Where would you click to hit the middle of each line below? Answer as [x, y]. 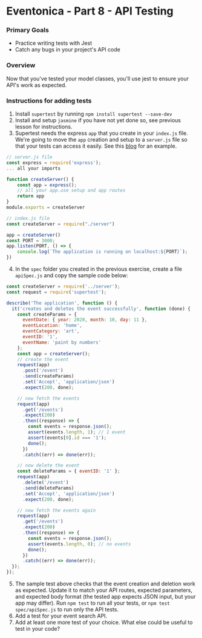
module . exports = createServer [46, 208]
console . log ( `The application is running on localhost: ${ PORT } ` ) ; [103, 252]
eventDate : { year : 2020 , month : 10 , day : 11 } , [85, 320]
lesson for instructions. [44, 127]
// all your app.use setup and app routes [71, 191]
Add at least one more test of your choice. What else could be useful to [104, 622]
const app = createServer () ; [54, 354]
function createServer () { [40, 179]
